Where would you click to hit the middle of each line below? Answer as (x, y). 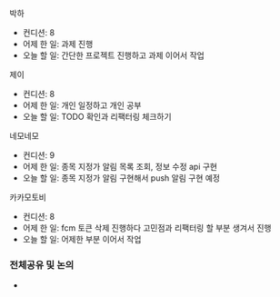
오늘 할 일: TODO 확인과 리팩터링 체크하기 (97, 117)
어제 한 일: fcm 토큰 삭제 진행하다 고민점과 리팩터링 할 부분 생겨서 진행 (147, 228)
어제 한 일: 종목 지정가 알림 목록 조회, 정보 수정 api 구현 (120, 167)
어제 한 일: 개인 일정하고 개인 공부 (82, 105)
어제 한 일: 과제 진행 (58, 44)
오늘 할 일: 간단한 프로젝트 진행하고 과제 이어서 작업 (113, 55)
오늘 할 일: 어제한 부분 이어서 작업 (82, 239)
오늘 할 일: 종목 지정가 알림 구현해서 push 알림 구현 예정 (121, 178)
